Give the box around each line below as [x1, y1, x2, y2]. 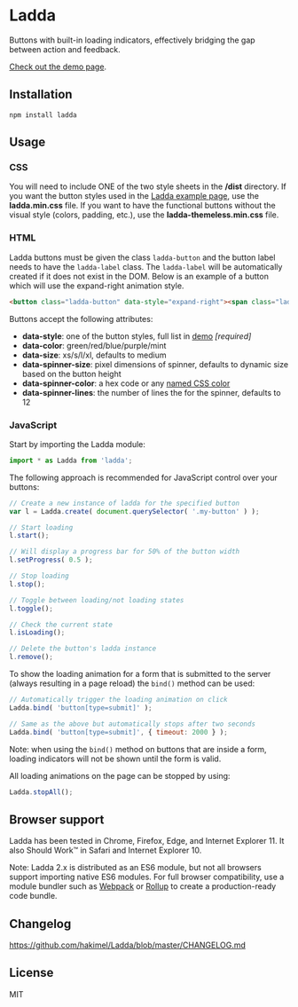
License [9, 965, 54, 980]
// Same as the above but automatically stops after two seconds [9, 720, 255, 728]
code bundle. [9, 891, 58, 901]
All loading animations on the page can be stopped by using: [9, 770, 231, 781]
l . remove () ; [9, 653, 53, 662]
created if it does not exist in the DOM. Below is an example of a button [9, 271, 269, 281]
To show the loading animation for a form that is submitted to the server [9, 669, 271, 680]
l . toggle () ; [9, 604, 53, 613]
